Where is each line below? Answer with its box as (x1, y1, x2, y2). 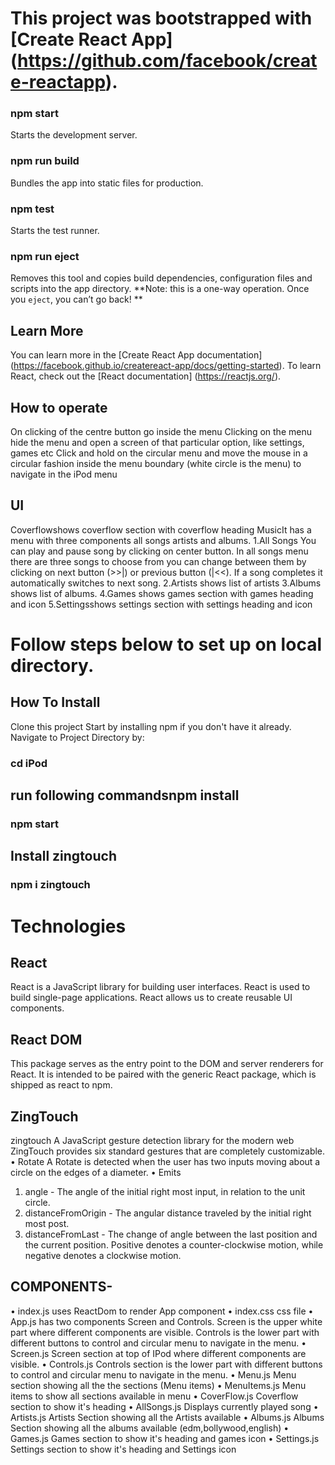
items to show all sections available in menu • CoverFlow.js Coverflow (10, 1390, 299, 1402)
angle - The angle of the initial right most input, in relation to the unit (24, 1185, 306, 1197)
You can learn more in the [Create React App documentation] (10, 349, 263, 361)
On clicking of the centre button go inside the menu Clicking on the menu (10, 426, 312, 437)
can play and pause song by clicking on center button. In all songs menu (10, 545, 309, 557)
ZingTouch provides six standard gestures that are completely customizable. (10, 1145, 326, 1157)
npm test (10, 202, 55, 216)
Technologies (10, 915, 127, 937)
